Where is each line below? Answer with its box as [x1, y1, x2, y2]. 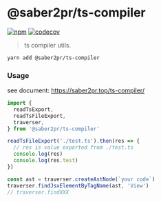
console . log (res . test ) [13, 157, 78, 164]
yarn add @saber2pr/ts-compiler [7, 54, 100, 61]
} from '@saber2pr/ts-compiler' [7, 125, 100, 132]
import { [7, 100, 32, 107]
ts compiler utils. [23, 41, 72, 49]
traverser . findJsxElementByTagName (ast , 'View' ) [7, 182, 149, 189]
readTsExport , [13, 105, 54, 113]
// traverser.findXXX [7, 188, 69, 196]
